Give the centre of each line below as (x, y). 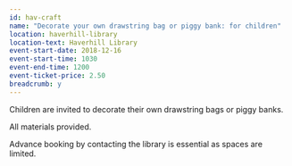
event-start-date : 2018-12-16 (66, 51)
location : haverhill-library (63, 34)
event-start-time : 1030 (54, 59)
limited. (23, 154)
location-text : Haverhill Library (74, 42)
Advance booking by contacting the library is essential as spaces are (136, 144)
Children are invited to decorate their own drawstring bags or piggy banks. (146, 109)
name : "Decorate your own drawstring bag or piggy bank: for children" (145, 26)
